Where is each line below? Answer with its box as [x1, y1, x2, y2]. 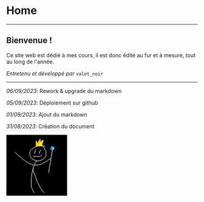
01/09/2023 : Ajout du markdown [6, 111, 88, 118]
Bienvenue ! [6, 35, 53, 46]
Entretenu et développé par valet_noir [6, 69, 103, 77]
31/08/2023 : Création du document [6, 122, 95, 130]
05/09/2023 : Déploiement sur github [6, 99, 98, 106]
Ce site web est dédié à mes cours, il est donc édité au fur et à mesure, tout [6, 51, 196, 58]
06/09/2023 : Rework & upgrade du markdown [6, 87, 122, 94]
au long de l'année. [6, 58, 55, 65]
